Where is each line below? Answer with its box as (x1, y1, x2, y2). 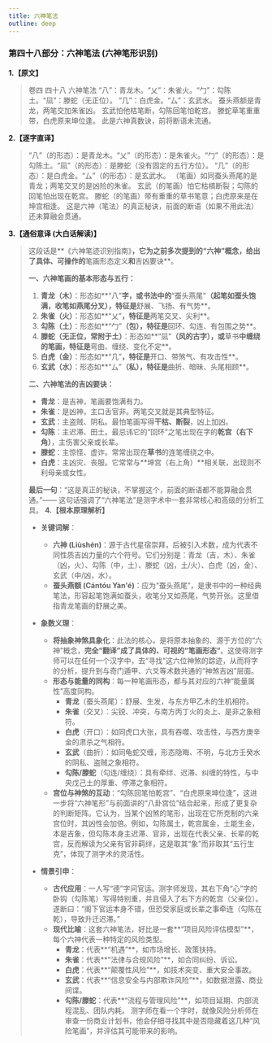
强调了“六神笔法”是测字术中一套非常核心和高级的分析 (80, 495, 257, 504)
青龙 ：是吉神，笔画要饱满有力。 (40, 396, 148, 406)
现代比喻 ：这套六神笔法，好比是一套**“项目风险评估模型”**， (52, 924, 258, 934)
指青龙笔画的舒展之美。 (52, 600, 132, 610)
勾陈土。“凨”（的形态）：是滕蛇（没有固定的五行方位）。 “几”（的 (28, 160, 243, 170)
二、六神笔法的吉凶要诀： (28, 379, 114, 389)
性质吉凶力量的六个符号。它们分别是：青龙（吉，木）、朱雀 (59, 550, 256, 560)
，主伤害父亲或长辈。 (51, 437, 123, 447)
